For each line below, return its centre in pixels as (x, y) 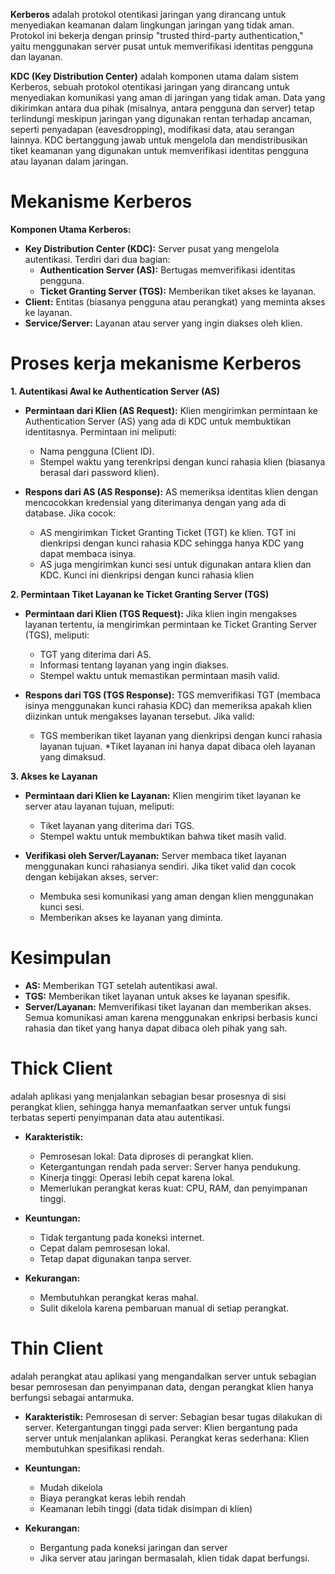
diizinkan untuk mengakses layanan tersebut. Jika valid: (139, 716)
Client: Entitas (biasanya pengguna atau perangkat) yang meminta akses (175, 301)
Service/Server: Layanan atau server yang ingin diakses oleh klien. (163, 323)
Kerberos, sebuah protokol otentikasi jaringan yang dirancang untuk (150, 87)
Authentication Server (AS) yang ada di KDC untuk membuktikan (158, 421)
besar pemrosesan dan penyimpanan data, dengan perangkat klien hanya (162, 1386)
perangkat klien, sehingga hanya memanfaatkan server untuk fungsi (150, 1106)
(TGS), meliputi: (57, 635)
